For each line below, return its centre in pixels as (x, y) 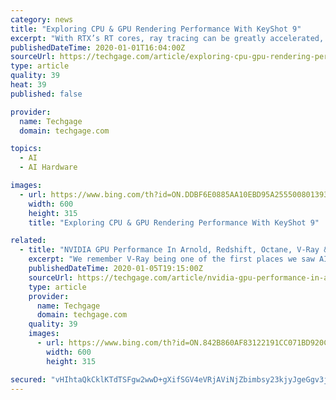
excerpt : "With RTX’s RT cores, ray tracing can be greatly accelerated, (167, 38)
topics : (26, 149)
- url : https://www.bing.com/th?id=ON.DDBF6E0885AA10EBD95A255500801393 (174, 194)
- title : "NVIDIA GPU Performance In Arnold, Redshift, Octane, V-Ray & (174, 250)
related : (28, 241)
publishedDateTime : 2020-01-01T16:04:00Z (98, 47)
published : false (46, 94)
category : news (42, 19)
